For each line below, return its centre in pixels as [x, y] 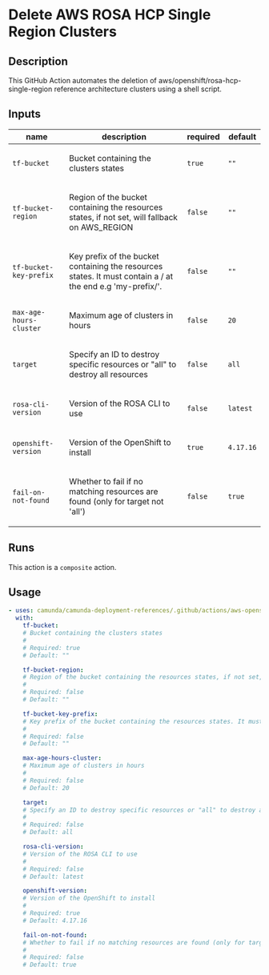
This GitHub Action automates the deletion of [83, 80]
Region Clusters [63, 32]
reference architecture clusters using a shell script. [138, 89]
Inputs [25, 114]
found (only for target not [116, 501]
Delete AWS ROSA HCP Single [110, 15]
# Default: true [50, 965]
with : [25, 618]
